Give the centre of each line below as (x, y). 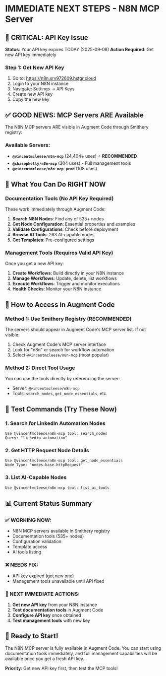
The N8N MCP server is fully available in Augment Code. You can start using (83, 648)
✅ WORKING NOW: (28, 520)
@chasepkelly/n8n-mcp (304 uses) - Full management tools (72, 163)
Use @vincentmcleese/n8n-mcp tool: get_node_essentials (64, 461)
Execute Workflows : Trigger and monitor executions (66, 284)
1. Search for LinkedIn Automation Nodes (55, 423)
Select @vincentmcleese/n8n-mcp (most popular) (60, 355)
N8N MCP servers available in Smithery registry (61, 531)
